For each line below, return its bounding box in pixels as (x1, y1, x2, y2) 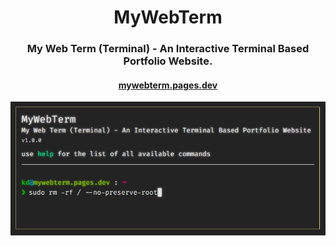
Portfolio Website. (123, 54, 213, 68)
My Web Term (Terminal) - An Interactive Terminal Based (26, 42, 310, 56)
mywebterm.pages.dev (118, 79, 218, 91)
